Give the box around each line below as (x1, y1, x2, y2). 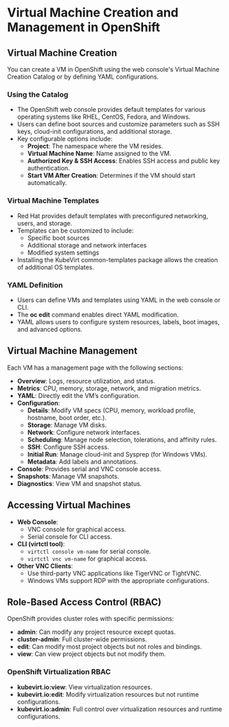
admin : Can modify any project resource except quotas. (17, 628, 176, 636)
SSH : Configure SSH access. (27, 443, 109, 451)
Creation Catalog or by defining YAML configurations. (7, 72, 160, 81)
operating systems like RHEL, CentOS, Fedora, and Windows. (17, 112, 191, 121)
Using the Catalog (7, 90, 69, 99)
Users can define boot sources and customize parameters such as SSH (17, 120, 220, 128)
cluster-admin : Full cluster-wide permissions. (17, 635, 147, 644)
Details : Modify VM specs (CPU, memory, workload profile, (27, 406, 196, 415)
